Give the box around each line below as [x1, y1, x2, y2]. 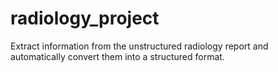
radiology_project [10, 7, 160, 30]
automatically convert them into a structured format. [10, 50, 225, 62]
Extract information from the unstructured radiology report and [10, 40, 269, 52]
